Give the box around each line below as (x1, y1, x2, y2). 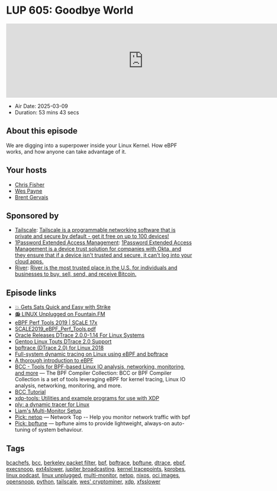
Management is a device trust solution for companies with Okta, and (14, 245, 182, 253)
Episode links (6, 288, 57, 298)
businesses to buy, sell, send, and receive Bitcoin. (14, 270, 137, 278)
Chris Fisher (14, 181, 45, 188)
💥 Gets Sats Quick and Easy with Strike (14, 304, 111, 311)
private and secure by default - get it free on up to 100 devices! (14, 232, 169, 240)
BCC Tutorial (14, 388, 46, 396)
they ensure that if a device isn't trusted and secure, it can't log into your (14, 251, 192, 259)
